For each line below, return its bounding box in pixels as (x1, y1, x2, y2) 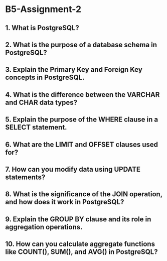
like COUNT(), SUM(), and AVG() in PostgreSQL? (5, 247, 158, 256)
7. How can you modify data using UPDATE (5, 165, 141, 174)
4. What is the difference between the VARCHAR (5, 90, 160, 99)
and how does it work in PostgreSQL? (5, 198, 124, 206)
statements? (5, 173, 46, 181)
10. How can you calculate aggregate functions (5, 240, 155, 248)
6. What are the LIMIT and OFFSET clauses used (5, 140, 158, 149)
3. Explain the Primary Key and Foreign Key (5, 65, 143, 74)
